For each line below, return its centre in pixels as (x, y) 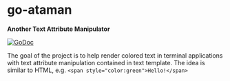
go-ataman (40, 10)
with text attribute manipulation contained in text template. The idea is (106, 62)
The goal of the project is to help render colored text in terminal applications (115, 55)
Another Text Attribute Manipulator (59, 29)
